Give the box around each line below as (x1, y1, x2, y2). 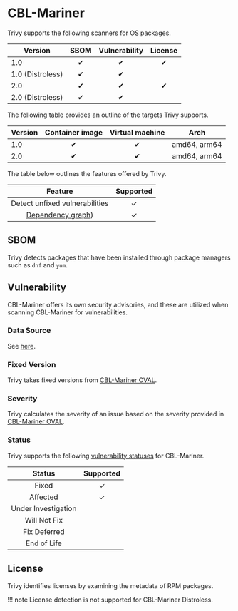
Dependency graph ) (26, 210, 94, 220)
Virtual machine (109, 127, 165, 137)
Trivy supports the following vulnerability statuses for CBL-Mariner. (7, 451, 205, 460)
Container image (45, 127, 103, 137)
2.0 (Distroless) (11, 92, 63, 102)
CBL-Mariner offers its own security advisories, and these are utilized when (7, 300, 229, 309)
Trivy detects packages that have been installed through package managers (7, 253, 231, 262)
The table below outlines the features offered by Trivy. (7, 169, 167, 178)
